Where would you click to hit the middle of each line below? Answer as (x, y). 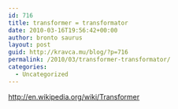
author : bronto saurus (45, 38)
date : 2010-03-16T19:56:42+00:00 (63, 30)
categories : (28, 67)
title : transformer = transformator (68, 23)
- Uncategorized (42, 74)
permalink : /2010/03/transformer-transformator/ (89, 60)
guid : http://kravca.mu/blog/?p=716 (68, 52)
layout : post (30, 45)
